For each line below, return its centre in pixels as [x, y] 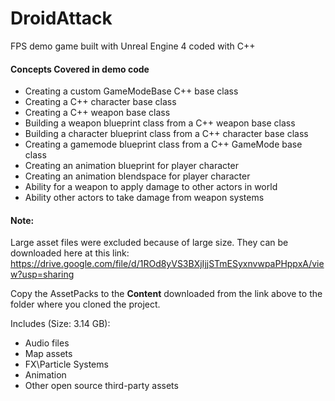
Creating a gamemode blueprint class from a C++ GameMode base [163, 144]
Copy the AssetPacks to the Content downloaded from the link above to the [166, 294]
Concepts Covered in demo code [80, 69]
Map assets [48, 354]
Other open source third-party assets [101, 386]
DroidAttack [61, 18]
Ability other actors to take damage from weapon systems [144, 198]
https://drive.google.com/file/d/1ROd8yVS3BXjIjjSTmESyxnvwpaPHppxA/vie [167, 264]
